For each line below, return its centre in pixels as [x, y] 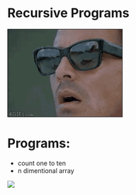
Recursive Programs [68, 13]
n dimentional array [46, 170]
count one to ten [41, 163]
